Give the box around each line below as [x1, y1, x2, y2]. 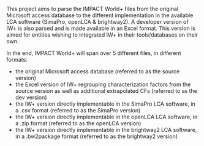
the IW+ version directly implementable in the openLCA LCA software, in [15, 113, 198, 120]
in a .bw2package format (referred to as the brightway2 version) [15, 133, 178, 140]
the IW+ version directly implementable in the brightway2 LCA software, [15, 126, 197, 133]
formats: [6, 56, 28, 63]
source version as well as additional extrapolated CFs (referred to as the [15, 87, 198, 94]
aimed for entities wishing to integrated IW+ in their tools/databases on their [6, 31, 198, 38]
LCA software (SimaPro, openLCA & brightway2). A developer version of [6, 18, 189, 25]
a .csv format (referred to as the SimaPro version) [15, 107, 141, 114]
